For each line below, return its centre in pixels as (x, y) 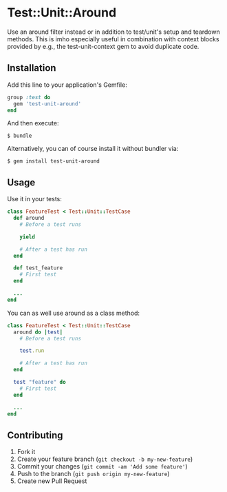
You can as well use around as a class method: (73, 313)
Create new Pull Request (52, 481)
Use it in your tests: (34, 199)
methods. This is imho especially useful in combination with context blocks (113, 39)
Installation (32, 68)
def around (29, 218)
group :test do (29, 97)
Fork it (26, 452)
